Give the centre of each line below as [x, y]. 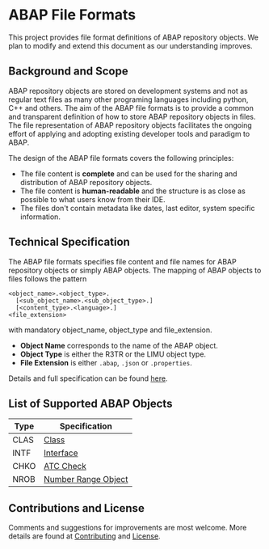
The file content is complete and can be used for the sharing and [128, 173]
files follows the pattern [48, 279]
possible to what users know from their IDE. [92, 199]
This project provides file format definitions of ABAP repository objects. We [133, 37]
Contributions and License [77, 508]
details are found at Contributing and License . [84, 536]
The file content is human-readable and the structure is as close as [133, 191]
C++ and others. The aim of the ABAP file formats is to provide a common [131, 108]
